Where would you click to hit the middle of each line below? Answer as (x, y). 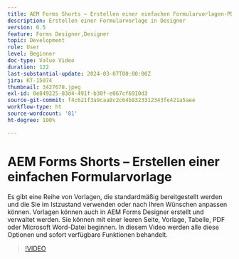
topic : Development (36, 41)
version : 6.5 (27, 27)
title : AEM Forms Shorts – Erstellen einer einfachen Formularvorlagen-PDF (122, 14)
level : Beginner (31, 54)
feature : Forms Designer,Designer (59, 34)
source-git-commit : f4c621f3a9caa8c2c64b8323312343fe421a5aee (101, 101)
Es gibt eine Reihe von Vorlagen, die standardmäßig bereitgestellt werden (115, 196)
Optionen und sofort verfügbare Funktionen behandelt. (88, 234)
